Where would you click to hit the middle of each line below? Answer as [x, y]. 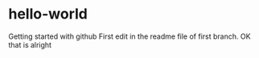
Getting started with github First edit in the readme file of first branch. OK [129, 36]
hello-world [48, 14]
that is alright [30, 44]
